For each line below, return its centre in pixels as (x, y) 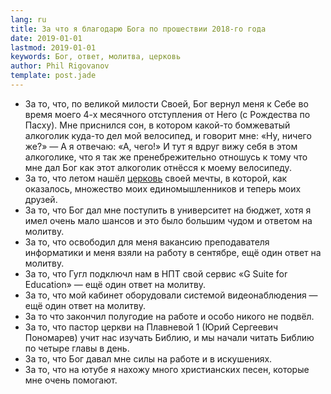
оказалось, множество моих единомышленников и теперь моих (163, 188)
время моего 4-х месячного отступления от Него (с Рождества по (167, 114)
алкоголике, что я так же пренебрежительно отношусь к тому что (166, 157)
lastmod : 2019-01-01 (53, 47)
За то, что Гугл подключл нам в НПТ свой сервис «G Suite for (156, 273)
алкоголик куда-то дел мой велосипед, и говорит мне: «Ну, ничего (168, 135)
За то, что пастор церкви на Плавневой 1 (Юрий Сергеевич (151, 327)
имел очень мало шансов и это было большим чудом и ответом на (168, 220)
